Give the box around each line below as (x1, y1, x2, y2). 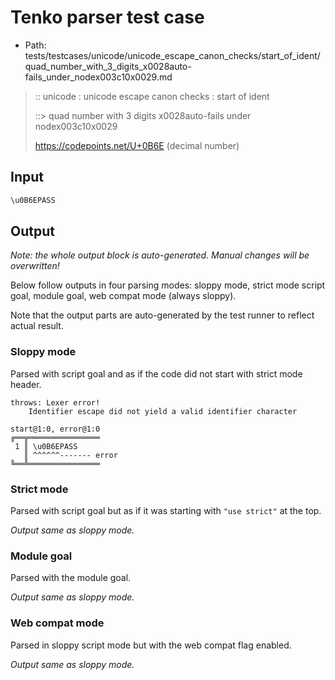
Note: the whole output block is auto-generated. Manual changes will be (10, 249, 310, 261)
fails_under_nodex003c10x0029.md (24, 71, 173, 83)
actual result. (10, 320, 64, 332)
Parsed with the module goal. (10, 572, 132, 584)
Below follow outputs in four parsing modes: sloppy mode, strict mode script (10, 279, 326, 291)
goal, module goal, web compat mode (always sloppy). (10, 290, 237, 302)
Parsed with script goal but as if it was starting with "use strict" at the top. (10, 505, 322, 517)
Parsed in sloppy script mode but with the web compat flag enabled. (10, 639, 292, 651)
